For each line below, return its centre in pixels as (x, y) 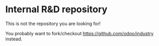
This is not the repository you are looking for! (53, 24)
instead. (14, 39)
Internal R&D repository (56, 9)
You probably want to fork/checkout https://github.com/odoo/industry (79, 33)
